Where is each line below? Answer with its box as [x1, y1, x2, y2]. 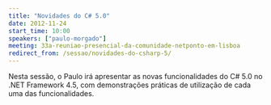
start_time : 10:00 [8, 27, 70, 35]
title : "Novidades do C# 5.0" [8, 11, 111, 20]
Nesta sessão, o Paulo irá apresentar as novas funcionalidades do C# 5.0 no [8, 72, 263, 81]
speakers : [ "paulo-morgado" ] [8, 34, 107, 43]
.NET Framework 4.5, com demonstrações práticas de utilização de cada [8, 80, 252, 90]
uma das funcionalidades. [8, 89, 95, 98]
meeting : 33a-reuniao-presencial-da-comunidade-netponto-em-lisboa [8, 42, 241, 50]
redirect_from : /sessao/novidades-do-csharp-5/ [8, 49, 172, 57]
